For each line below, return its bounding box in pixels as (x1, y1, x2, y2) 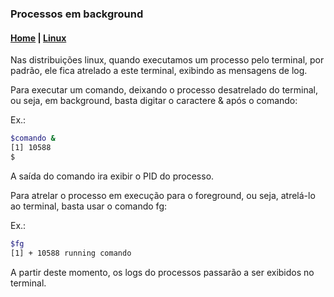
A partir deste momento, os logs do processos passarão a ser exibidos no (10, 266, 315, 278)
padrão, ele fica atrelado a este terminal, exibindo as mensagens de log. (10, 65, 308, 77)
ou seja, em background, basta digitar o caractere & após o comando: (10, 95, 298, 107)
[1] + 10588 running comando (10, 248, 132, 258)
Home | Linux (10, 32, 67, 44)
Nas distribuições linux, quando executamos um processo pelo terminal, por (10, 54, 325, 66)
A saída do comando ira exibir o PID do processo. (10, 170, 215, 182)
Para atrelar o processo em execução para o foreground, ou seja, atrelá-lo (10, 189, 316, 201)
